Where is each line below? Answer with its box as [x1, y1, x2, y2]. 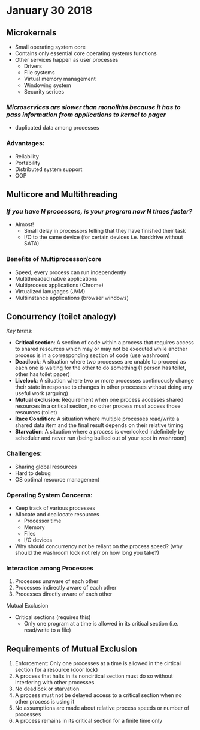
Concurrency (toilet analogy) [6, 311, 117, 322]
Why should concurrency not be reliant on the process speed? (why [14, 542, 183, 549]
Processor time [23, 517, 62, 524]
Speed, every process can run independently [14, 268, 127, 276]
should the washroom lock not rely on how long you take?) [14, 549, 160, 556]
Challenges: [6, 449, 43, 458]
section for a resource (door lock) [14, 666, 98, 674]
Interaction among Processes [6, 564, 94, 572]
